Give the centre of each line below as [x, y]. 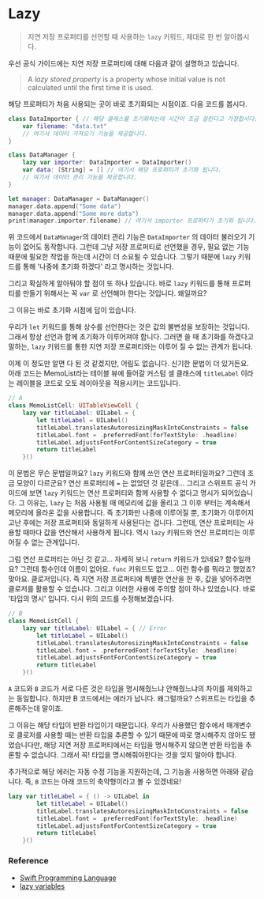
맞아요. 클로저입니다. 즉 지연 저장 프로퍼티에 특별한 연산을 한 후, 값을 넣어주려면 [130, 579]
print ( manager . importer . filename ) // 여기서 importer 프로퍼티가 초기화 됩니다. [133, 221]
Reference [28, 861]
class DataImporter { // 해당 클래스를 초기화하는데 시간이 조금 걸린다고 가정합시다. [133, 119]
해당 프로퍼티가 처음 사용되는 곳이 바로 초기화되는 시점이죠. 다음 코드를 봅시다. [128, 104]
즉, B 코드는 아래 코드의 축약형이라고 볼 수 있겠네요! [103, 782]
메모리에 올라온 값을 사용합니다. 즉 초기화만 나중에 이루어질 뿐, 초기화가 [117, 513]
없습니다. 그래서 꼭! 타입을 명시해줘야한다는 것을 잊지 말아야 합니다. [134, 755]
